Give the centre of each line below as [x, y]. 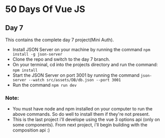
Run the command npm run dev [45, 85]
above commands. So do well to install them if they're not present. [81, 114]
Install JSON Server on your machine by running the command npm [81, 49]
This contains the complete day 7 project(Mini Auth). [60, 40]
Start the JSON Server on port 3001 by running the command [76, 75]
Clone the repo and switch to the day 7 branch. [61, 59]
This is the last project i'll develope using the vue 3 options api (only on [86, 119]
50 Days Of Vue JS [45, 9]
